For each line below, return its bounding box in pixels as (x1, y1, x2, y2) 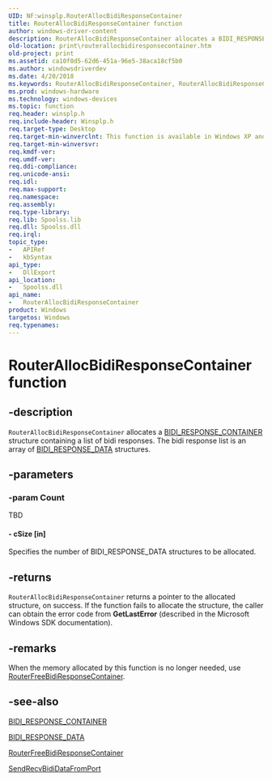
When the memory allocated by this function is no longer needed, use (8, 663, 241, 673)
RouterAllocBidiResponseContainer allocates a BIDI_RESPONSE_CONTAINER (8, 427, 263, 436)
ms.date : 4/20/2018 (8, 72, 74, 80)
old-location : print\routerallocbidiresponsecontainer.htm (8, 42, 212, 50)
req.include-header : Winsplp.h (8, 118, 114, 126)
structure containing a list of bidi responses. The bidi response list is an (8, 436, 247, 445)
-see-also (8, 695, 59, 709)
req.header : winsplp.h (8, 110, 85, 118)
